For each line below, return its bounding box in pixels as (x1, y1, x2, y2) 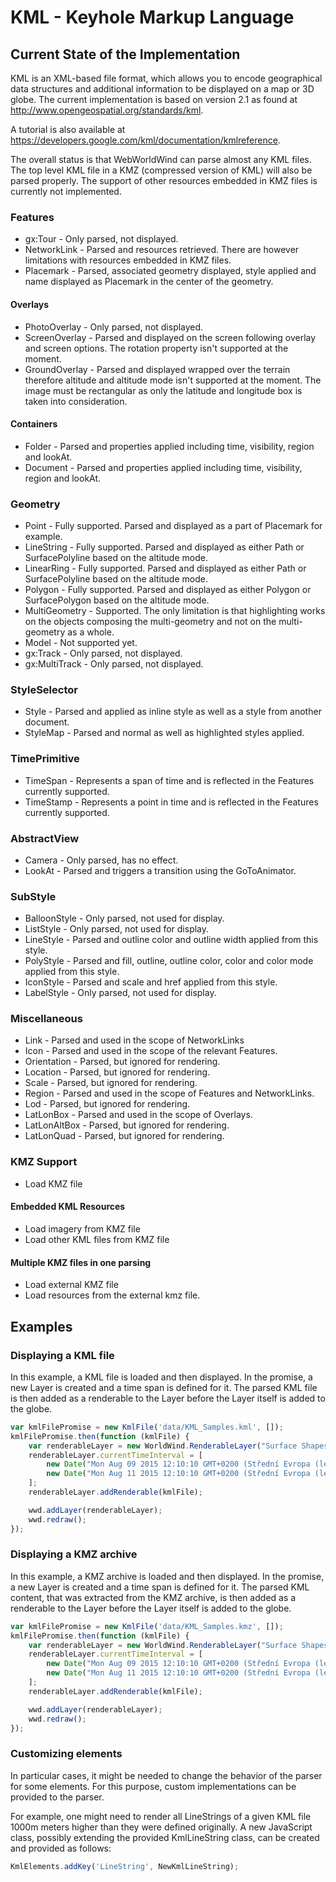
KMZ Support (10, 1155, 78, 1169)
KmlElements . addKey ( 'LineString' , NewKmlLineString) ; (10, 1861, 240, 1871)
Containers (10, 418, 58, 430)
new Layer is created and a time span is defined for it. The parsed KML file (10, 1381, 318, 1393)
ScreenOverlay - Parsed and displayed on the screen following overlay (24, 331, 317, 343)
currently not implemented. (10, 186, 122, 197)
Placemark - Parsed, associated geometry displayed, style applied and (24, 265, 317, 277)
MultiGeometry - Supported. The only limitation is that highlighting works (24, 605, 326, 616)
